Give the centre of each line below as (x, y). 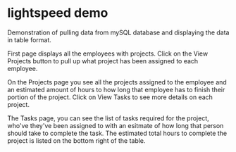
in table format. (29, 39)
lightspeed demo (58, 13)
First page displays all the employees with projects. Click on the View (108, 53)
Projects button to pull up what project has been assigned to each (103, 61)
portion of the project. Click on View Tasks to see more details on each (110, 97)
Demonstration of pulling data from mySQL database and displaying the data (118, 32)
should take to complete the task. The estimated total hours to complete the (117, 133)
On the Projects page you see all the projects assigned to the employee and (117, 82)
